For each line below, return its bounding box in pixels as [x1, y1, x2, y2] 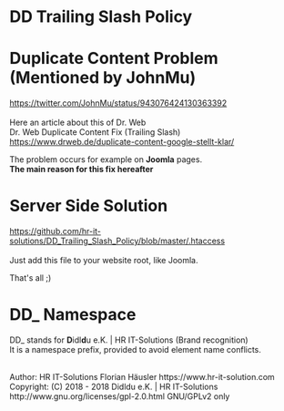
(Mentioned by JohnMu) [9, 67, 197, 88]
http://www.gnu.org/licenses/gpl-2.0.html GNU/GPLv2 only [9, 391, 230, 402]
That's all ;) [9, 272, 52, 283]
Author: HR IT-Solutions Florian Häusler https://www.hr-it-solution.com [9, 372, 275, 382]
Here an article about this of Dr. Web [9, 117, 147, 128]
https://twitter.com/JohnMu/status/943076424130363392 [9, 98, 228, 108]
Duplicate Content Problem [9, 48, 218, 69]
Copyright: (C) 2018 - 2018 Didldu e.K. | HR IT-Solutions [9, 381, 218, 392]
